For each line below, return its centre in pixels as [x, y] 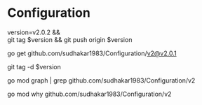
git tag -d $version [34, 66]
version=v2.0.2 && [34, 32]
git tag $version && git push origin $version [70, 39]
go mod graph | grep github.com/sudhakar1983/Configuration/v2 [101, 80]
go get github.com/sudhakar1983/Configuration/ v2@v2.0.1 [92, 53]
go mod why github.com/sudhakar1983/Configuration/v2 [89, 94]
